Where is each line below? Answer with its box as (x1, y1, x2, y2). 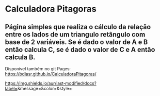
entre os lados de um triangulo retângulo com (5, 30, 145, 38)
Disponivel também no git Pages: (5, 66, 71, 71)
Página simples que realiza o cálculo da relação (5, 23, 151, 31)
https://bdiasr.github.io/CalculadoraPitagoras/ (5, 71, 96, 77)
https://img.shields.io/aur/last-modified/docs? (5, 80, 97, 86)
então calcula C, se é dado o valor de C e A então (5, 45, 155, 54)
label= (5, 86, 18, 91)
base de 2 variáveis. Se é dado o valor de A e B (5, 38, 148, 46)
